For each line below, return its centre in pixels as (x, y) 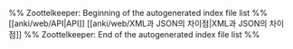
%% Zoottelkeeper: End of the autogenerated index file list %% (142, 34)
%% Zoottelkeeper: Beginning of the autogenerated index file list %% (138, 13)
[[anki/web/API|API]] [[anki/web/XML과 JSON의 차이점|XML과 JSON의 (138, 23)
